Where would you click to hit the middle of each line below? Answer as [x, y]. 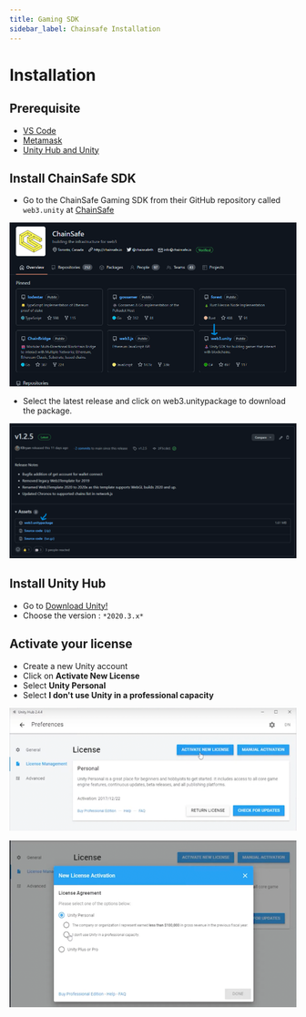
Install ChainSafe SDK [73, 178]
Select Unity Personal [64, 685]
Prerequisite [45, 109]
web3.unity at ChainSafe [68, 210]
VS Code [39, 130]
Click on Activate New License [81, 676]
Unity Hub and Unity [61, 149]
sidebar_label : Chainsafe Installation [85, 29]
